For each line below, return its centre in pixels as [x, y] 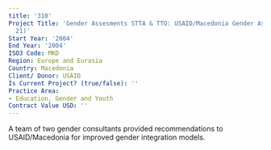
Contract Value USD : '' [48, 106]
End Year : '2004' [38, 46]
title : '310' [30, 16]
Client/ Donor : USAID [45, 76]
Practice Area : [34, 91]
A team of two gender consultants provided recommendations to [116, 129]
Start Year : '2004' [41, 38]
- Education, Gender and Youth [61, 98]
